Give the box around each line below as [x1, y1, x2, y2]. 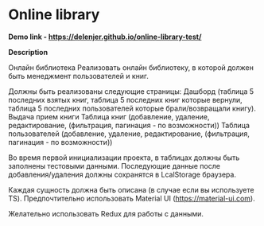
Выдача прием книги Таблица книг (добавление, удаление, [8, 111, 210, 121]
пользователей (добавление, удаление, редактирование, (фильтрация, [8, 129, 250, 138]
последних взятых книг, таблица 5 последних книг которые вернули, [8, 95, 243, 104]
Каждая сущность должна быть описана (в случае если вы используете [8, 185, 254, 194]
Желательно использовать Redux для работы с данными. [8, 208, 204, 218]
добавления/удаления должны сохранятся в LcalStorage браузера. [8, 169, 237, 179]
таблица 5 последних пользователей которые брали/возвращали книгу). [8, 103, 256, 113]
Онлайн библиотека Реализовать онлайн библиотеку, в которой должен [8, 62, 254, 72]
